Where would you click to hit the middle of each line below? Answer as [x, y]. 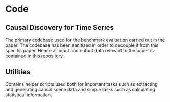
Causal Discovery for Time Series [59, 28]
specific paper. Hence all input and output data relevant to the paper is [80, 50]
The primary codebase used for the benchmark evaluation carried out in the [85, 40]
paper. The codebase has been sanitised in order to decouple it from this [82, 45]
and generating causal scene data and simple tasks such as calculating [80, 89]
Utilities [18, 72]
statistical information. [29, 95]
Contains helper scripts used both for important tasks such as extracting [81, 84]
